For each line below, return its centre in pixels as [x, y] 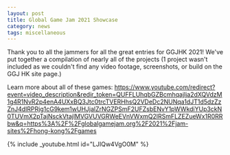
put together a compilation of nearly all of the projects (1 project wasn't [107, 60]
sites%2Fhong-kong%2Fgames [52, 131]
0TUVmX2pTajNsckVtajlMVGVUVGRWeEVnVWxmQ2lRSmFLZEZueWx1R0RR [115, 117]
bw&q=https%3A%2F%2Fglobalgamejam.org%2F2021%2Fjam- [98, 123]
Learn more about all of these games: [60, 87]
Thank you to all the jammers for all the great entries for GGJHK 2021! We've [115, 52]
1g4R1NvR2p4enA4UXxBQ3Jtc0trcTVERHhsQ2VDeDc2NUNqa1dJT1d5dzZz [114, 102]
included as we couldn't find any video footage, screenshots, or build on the [115, 67]
